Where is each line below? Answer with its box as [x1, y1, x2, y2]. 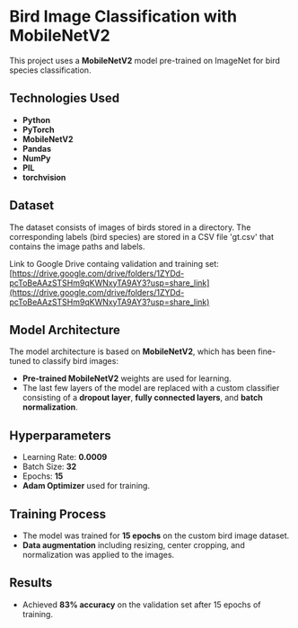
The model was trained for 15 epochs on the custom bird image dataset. [22, 530, 290, 541]
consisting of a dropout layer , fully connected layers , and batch [22, 393, 263, 403]
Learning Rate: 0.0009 [22, 452, 108, 463]
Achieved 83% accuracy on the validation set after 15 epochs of [22, 599, 261, 610]
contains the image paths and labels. [9, 241, 145, 252]
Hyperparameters [9, 428, 112, 443]
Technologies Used [9, 91, 119, 106]
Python [22, 114, 51, 125]
